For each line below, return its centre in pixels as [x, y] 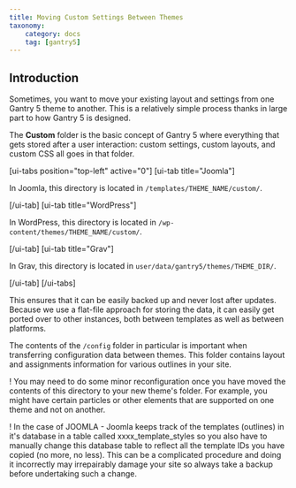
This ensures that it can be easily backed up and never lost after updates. [143, 301]
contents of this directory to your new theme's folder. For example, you [138, 391]
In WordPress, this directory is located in [83, 223]
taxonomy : [27, 26]
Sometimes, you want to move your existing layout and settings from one [142, 99]
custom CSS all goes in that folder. [72, 154]
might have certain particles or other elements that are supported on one [142, 400]
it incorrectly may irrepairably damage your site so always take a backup [141, 464]
